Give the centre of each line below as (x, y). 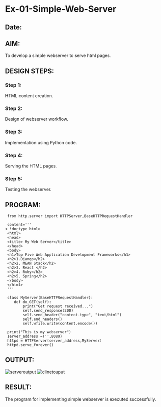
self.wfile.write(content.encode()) (60, 324)
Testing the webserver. (28, 190)
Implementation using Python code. (41, 142)
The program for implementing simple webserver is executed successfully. (80, 399)
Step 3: (14, 132)
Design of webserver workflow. (37, 119)
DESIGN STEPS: (30, 71)
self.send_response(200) (48, 311)
